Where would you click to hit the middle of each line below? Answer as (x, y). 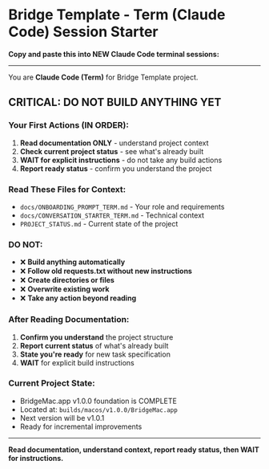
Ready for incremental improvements (81, 426)
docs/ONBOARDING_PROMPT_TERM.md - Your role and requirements (122, 206)
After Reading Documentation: (69, 320)
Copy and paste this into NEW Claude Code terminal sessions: (114, 54)
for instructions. (36, 458)
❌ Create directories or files (67, 280)
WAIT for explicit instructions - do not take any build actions (121, 160)
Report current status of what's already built (94, 345)
